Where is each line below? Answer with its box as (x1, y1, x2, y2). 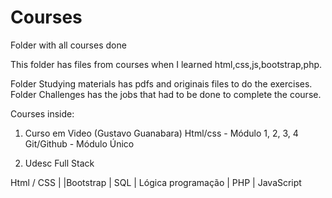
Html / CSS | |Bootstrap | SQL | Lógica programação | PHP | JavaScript (10, 176, 302, 188)
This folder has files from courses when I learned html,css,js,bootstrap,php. (10, 58, 323, 70)
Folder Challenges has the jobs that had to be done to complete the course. (10, 88, 322, 100)
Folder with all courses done (10, 39, 127, 51)
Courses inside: (10, 107, 75, 120)
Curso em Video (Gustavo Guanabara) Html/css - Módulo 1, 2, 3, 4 (24, 127, 299, 139)
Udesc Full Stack (24, 157, 95, 169)
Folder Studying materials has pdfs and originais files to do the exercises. (10, 77, 313, 90)
